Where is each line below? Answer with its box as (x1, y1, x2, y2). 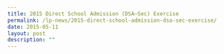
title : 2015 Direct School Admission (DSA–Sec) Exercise (7, 10, 179, 18)
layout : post (7, 29, 46, 37)
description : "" (7, 36, 55, 43)
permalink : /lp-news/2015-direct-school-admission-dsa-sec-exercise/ (7, 17, 218, 24)
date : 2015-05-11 (7, 23, 59, 30)
